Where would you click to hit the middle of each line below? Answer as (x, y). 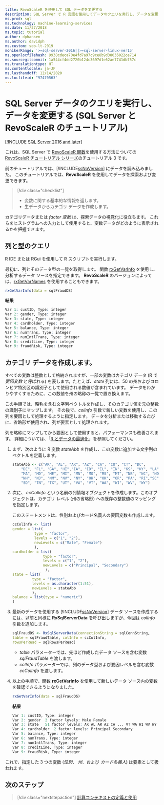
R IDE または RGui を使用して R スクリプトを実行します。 (62, 259)
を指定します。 (27, 505)
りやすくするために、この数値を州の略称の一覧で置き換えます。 (69, 393)
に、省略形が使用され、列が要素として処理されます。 (58, 422)
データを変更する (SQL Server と (71, 116)
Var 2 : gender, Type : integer (36, 314)
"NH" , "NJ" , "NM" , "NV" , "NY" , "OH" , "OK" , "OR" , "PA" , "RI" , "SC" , (91, 478)
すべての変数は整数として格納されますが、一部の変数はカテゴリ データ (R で (81, 375)
